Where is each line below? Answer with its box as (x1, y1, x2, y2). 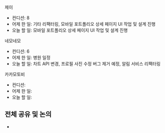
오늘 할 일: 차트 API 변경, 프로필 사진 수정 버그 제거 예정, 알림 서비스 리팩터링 (11, 61, 161, 66)
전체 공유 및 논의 (4, 110, 52, 119)
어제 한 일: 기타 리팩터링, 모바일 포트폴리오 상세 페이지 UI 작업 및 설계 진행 (11, 21, 156, 27)
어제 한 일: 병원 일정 (11, 55, 51, 61)
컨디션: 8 (11, 15, 30, 21)
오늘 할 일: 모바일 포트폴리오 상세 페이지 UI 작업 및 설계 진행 (11, 27, 128, 33)
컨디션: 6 (11, 49, 30, 54)
